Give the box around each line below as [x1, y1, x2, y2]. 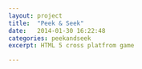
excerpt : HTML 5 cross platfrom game [8, 42, 135, 50]
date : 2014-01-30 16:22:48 [8, 26, 106, 34]
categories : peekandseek [8, 34, 91, 43]
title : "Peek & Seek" [8, 19, 84, 27]
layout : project [8, 11, 63, 20]
